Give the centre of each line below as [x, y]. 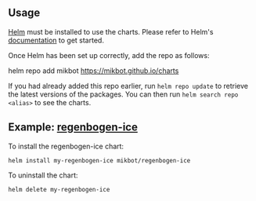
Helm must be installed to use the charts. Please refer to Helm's [111, 31]
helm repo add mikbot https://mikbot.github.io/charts [94, 71]
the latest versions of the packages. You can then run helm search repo [123, 94]
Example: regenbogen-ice [73, 128]
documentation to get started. [56, 40]
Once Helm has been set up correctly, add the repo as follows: [109, 55]
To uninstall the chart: [43, 175]
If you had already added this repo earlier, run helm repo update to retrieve [128, 86]
